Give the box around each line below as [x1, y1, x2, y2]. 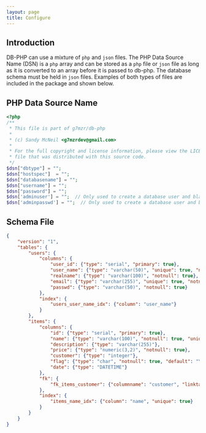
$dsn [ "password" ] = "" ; [6, 188, 67, 194]
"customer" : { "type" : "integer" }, [50, 353, 139, 359]
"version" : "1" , [17, 238, 59, 244]
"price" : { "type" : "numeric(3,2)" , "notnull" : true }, [50, 347, 191, 353]
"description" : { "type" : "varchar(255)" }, [50, 341, 161, 348]
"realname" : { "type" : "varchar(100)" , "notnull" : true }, [50, 273, 199, 279]
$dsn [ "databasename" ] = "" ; [6, 176, 78, 183]
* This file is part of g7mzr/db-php [9, 125, 105, 131]
